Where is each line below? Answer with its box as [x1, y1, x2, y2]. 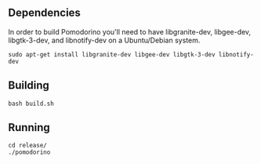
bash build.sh [8, 100, 55, 108]
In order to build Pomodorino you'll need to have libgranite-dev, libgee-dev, [8, 27, 252, 36]
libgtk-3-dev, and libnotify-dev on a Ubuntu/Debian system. [8, 35, 201, 45]
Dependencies [8, 6, 81, 20]
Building [8, 78, 49, 93]
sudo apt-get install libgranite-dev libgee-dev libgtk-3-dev [8, 50, 216, 58]
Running [8, 121, 51, 134]
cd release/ [8, 141, 47, 150]
